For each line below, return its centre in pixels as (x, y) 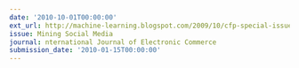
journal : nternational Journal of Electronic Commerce (113, 42)
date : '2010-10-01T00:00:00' (63, 17)
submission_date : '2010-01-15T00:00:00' (85, 50)
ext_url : (25, 26)
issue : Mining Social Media (61, 34)
